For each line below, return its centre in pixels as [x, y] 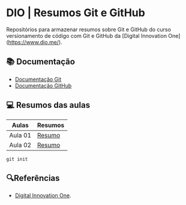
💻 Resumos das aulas [48, 105]
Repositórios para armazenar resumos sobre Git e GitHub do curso [88, 29]
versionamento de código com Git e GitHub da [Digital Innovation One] [93, 35]
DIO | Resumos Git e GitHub [76, 13]
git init [17, 159]
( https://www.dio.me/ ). [34, 42]
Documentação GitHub [43, 85]
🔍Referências [33, 178]
